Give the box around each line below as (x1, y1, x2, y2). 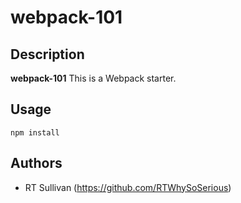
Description (10, 46, 85, 63)
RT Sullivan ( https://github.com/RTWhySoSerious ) (24, 181, 232, 193)
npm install (10, 127, 60, 138)
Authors (10, 155, 63, 172)
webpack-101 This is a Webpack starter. (10, 72, 177, 84)
